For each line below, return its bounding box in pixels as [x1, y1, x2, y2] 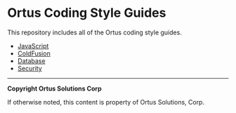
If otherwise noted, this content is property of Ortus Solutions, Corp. [7, 98, 205, 106]
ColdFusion [17, 49, 51, 58]
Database [17, 56, 46, 65]
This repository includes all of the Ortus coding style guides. [7, 28, 183, 36]
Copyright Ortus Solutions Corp [7, 84, 102, 93]
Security [17, 64, 42, 72]
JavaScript [17, 41, 49, 50]
